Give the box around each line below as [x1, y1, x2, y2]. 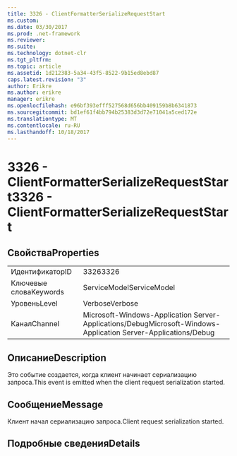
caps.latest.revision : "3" [7, 76, 87, 83]
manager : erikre [7, 96, 55, 103]
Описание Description [7, 352, 107, 364]
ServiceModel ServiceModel [83, 283, 175, 293]
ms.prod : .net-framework [7, 30, 80, 37]
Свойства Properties [7, 246, 100, 258]
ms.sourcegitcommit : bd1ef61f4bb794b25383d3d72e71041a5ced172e [7, 109, 197, 116]
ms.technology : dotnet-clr [7, 50, 87, 57]
